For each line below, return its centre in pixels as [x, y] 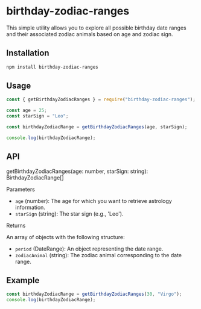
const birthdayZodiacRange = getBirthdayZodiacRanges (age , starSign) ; [97, 127]
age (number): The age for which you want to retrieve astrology [93, 201]
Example [23, 280]
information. [30, 207]
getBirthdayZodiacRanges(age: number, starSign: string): [77, 171]
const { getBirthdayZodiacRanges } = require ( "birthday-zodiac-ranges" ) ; [101, 100]
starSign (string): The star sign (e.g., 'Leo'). [69, 214]
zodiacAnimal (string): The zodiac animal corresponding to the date [98, 255]
